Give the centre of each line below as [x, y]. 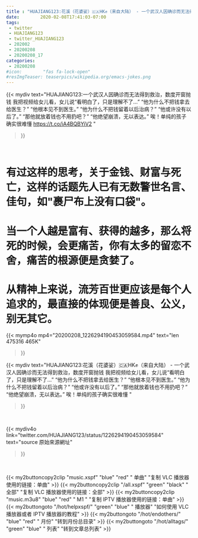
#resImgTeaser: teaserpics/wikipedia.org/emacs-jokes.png [78, 77]
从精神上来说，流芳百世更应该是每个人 [99, 289]
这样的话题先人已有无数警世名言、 [109, 187]
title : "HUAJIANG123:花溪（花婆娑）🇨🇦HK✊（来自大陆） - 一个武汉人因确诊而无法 [98, 11]
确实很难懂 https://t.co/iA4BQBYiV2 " [51, 124]
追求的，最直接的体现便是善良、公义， [99, 304]
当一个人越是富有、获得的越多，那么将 [99, 231]
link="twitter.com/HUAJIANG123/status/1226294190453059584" [85, 435]
